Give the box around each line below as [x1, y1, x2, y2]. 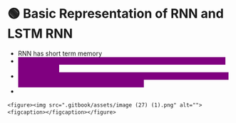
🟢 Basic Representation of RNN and [7, 6, 225, 22]
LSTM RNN [7, 26, 73, 42]
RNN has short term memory [17, 49, 103, 58]
